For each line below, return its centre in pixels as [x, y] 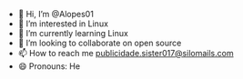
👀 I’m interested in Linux [63, 24]
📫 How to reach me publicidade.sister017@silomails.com [126, 53]
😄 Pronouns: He [49, 66]
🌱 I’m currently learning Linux [73, 33]
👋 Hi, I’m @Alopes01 [56, 14]
